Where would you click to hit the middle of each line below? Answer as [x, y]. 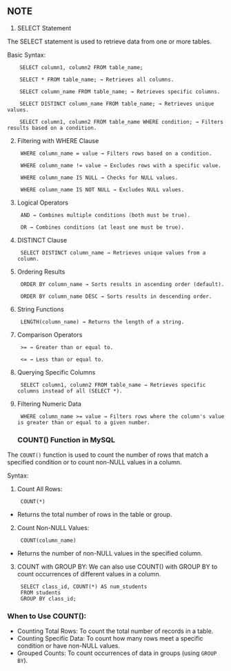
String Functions [40, 309]
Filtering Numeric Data [49, 404]
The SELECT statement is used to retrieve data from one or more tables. [109, 41]
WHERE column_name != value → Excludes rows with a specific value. [121, 165]
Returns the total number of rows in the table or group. [94, 515]
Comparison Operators [50, 334]
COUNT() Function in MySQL [66, 440]
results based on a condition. [52, 128]
